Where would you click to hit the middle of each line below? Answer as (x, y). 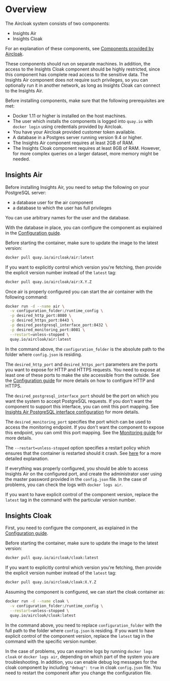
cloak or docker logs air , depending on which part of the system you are (82, 657)
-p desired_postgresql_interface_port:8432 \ (59, 325)
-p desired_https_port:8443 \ (42, 320)
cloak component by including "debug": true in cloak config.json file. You (83, 667)
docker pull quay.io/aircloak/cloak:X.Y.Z (51, 582)
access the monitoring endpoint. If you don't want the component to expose (85, 427)
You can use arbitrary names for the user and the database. (68, 217)
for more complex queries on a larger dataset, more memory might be (86, 153)
